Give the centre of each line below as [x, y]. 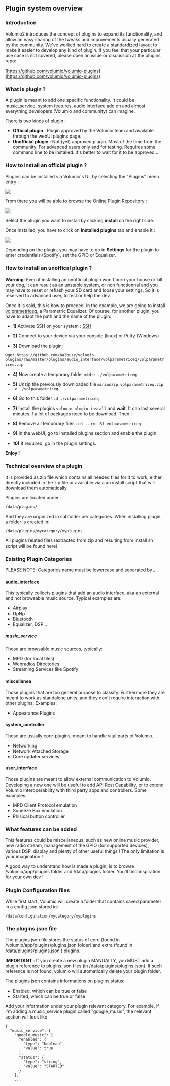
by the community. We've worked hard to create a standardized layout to [81, 45]
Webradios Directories [36, 664]
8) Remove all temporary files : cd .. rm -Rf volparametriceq [77, 423]
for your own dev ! [24, 877]
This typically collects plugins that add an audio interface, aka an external [82, 593]
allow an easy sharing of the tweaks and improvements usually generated [82, 39]
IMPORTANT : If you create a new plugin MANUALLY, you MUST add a [79, 960]
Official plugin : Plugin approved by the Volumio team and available [83, 130]
